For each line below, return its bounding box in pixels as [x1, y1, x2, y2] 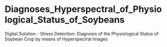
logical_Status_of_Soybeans [4, 14, 125, 25]
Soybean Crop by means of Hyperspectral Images [4, 36, 108, 42]
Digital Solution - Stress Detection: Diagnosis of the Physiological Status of [4, 30, 158, 36]
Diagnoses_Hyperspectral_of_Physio [4, 3, 162, 15]
